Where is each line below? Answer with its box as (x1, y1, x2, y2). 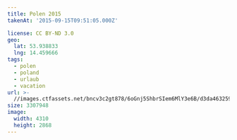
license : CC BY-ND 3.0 (7, 30, 74, 37)
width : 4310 (13, 115, 49, 122)
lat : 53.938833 (13, 43, 59, 50)
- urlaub (13, 76, 39, 83)
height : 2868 (13, 122, 52, 129)
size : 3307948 (7, 102, 49, 110)
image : (7, 109, 27, 116)
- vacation (13, 82, 46, 89)
